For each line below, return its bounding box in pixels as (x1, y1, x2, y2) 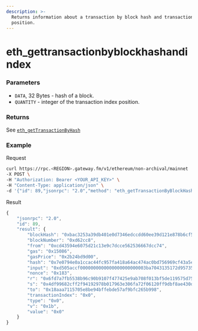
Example (6, 141, 32, 149)
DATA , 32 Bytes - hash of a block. (14, 92, 94, 99)
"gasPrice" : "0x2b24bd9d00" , (27, 254, 99, 260)
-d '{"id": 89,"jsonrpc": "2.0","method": (6, 188, 112, 194)
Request (6, 155, 27, 162)
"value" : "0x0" (27, 309, 65, 314)
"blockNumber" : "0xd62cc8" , (27, 237, 96, 244)
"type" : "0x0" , (27, 297, 65, 304)
